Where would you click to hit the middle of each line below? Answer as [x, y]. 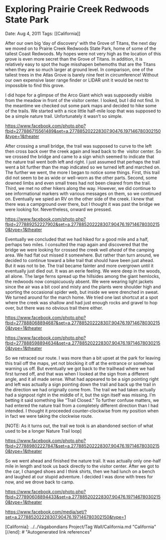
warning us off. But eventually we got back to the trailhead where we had [80, 368]
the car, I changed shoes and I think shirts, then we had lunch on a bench [80, 471]
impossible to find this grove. [35, 85]
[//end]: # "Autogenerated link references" [48, 532]
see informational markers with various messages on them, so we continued [83, 193]
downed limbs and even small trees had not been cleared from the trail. [78, 183]
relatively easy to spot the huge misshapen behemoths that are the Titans [80, 64]
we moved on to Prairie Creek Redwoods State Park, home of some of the [81, 48]
